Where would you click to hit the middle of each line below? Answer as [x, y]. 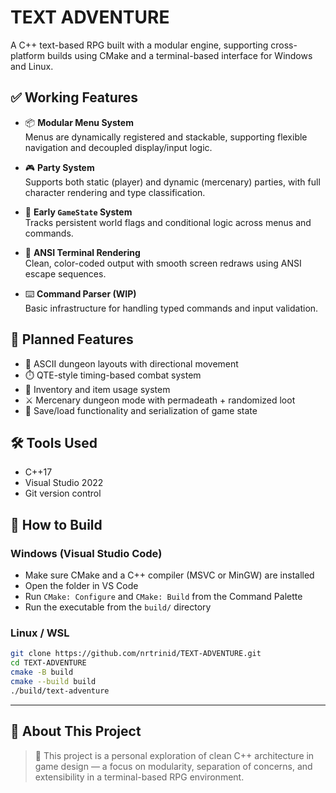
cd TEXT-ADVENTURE [48, 663]
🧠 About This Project [76, 731]
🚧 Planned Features [72, 339]
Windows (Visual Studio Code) [86, 553]
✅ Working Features [74, 97]
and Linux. [32, 66]
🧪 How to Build [56, 524]
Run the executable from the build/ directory [118, 607]
